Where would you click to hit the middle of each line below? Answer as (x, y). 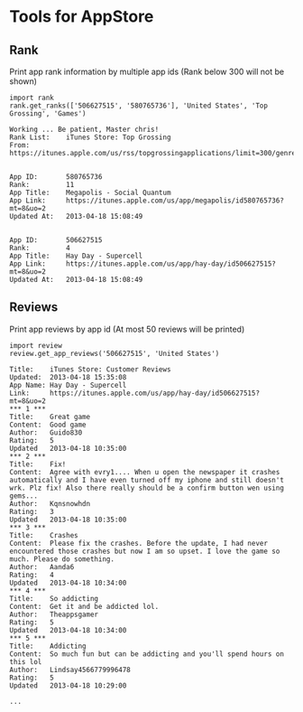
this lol (26, 661)
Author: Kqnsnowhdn (50, 503)
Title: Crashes (44, 535)
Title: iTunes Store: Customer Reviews (90, 369)
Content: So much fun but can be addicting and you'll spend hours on (147, 654)
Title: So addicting (54, 598)
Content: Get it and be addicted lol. (84, 606)
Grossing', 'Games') (48, 114)
